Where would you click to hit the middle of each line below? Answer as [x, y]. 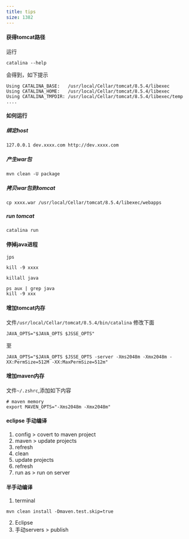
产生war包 [19, 159]
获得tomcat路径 [26, 37]
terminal [25, 501]
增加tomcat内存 [26, 308]
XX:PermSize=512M [28, 362]
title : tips [21, 12]
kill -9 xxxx [22, 268]
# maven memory [25, 402]
